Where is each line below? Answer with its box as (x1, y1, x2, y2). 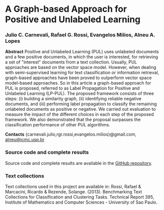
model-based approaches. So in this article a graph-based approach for (5, 80, 151, 86)
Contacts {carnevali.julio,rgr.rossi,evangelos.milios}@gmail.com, (5, 131, 137, 137)
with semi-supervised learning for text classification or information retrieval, (5, 70, 159, 76)
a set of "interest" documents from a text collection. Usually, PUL (5, 59, 137, 65)
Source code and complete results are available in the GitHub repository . (5, 160, 153, 166)
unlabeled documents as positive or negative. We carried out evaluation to (5, 106, 156, 112)
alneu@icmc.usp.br (5, 137, 45, 143)
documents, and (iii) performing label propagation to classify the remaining (5, 101, 157, 107)
